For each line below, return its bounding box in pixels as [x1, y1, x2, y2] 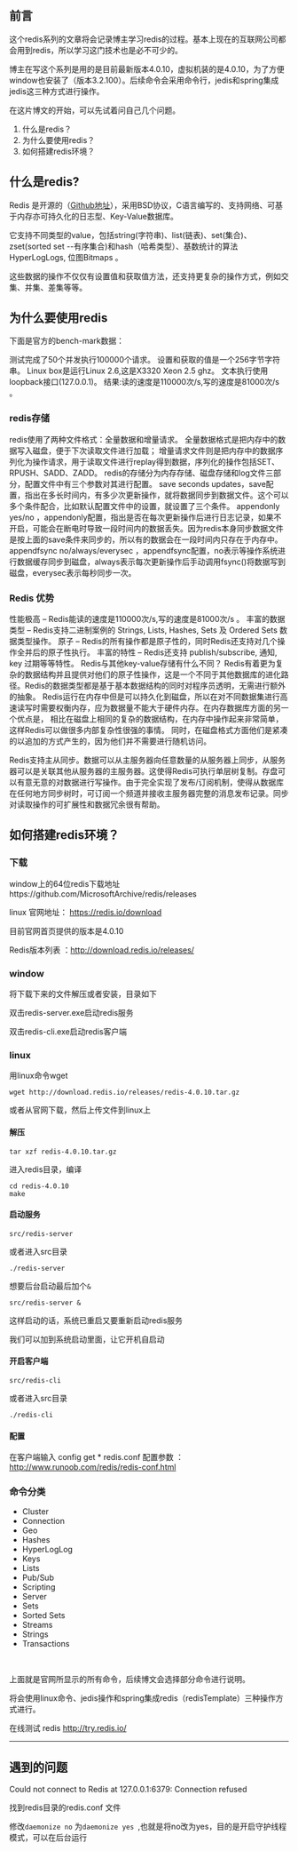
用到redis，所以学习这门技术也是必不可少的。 [16, 44, 184, 55]
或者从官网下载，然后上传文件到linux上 [9, 1105, 151, 1115]
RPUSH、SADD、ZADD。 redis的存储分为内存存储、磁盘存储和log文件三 [9, 467, 274, 478]
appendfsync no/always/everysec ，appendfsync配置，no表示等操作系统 [9, 545, 278, 555]
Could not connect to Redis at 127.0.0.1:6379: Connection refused [9, 1784, 247, 1795]
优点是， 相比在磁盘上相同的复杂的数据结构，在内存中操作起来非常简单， [16, 714, 284, 724]
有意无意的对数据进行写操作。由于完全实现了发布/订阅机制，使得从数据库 [16, 777, 285, 788]
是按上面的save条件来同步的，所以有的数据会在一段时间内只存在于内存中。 [9, 534, 283, 545]
